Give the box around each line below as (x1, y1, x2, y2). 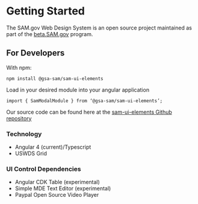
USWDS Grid (14, 150, 47, 157)
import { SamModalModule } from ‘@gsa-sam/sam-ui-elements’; (6, 97, 163, 104)
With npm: (6, 64, 32, 71)
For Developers (6, 48, 65, 58)
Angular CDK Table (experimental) (14, 179, 101, 186)
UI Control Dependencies (6, 164, 81, 173)
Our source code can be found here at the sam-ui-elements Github (6, 108, 173, 116)
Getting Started (6, 4, 85, 18)
